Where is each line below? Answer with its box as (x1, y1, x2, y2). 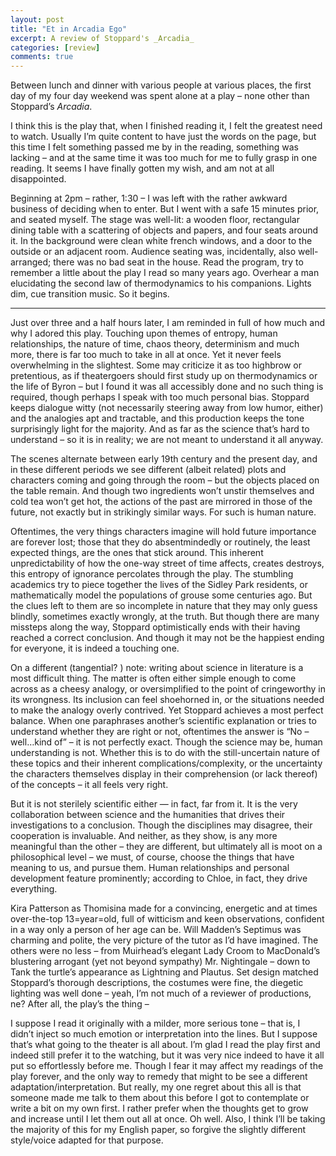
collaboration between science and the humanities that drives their (10, 809, 286, 821)
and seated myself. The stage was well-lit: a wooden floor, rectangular (10, 214, 300, 226)
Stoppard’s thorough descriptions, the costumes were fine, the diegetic (10, 977, 304, 989)
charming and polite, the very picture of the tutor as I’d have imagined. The (10, 934, 319, 946)
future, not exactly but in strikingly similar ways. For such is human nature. (10, 506, 317, 518)
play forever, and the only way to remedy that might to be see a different (10, 1071, 308, 1083)
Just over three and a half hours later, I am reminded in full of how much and (10, 317, 325, 329)
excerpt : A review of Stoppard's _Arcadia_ (10, 33, 195, 43)
